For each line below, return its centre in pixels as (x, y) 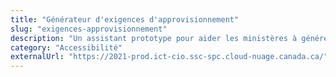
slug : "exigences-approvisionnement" (89, 29)
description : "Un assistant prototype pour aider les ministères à (154, 38)
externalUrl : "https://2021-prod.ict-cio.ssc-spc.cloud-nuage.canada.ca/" (169, 57)
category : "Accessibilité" (66, 47)
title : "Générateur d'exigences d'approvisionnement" (125, 19)
